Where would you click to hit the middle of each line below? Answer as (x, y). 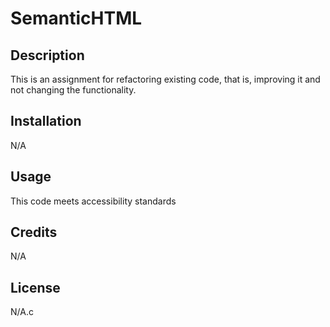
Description (47, 55)
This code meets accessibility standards (93, 201)
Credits (34, 232)
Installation (46, 121)
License (35, 287)
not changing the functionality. (73, 90)
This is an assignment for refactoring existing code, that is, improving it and (165, 79)
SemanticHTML (76, 18)
